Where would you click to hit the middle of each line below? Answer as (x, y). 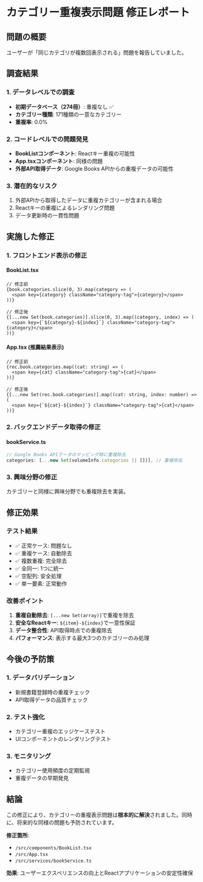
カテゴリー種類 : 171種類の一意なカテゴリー (68, 114)
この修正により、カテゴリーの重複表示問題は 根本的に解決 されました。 (94, 815)
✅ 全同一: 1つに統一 (40, 568)
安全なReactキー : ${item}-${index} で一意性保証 (75, 623)
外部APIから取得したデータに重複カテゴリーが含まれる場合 (89, 200)
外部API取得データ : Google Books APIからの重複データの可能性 (94, 168)
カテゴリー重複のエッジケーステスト (60, 731)
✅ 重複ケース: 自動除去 (43, 553)
